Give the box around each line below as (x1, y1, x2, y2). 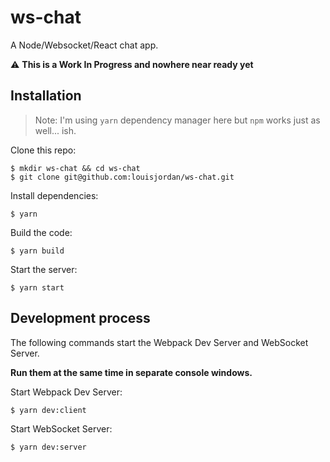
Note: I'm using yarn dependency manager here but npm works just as (34, 114, 321, 126)
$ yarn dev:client (10, 405, 87, 415)
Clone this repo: (10, 144, 77, 156)
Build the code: (10, 226, 73, 238)
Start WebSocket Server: (10, 422, 113, 435)
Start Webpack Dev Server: (10, 386, 123, 398)
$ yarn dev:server (10, 442, 87, 452)
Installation (10, 87, 82, 105)
